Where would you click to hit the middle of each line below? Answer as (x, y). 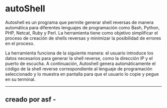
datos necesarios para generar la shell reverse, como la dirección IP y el (79, 58)
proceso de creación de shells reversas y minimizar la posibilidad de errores (83, 38)
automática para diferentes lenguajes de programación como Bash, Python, (83, 27)
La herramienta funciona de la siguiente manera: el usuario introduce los (79, 53)
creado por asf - (31, 100)
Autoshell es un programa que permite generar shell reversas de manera (80, 22)
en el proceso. (20, 43)
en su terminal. (20, 79)
